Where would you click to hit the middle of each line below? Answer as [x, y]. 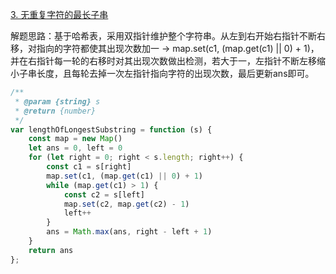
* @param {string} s [57, 101]
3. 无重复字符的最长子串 [59, 14]
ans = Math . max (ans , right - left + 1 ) [129, 232]
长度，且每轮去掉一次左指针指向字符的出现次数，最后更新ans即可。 [175, 73]
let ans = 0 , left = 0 [75, 148]
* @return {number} [55, 111]
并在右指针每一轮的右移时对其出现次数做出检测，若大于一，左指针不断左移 [163, 61]
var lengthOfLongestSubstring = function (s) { [111, 129]
